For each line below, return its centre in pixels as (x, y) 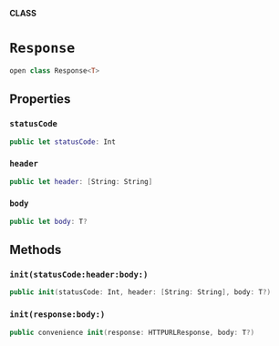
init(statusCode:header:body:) (79, 275)
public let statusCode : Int (63, 142)
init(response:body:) (57, 315)
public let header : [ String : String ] (81, 181)
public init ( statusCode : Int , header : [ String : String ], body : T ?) (140, 292)
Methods (36, 250)
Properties (40, 99)
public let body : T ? (49, 221)
